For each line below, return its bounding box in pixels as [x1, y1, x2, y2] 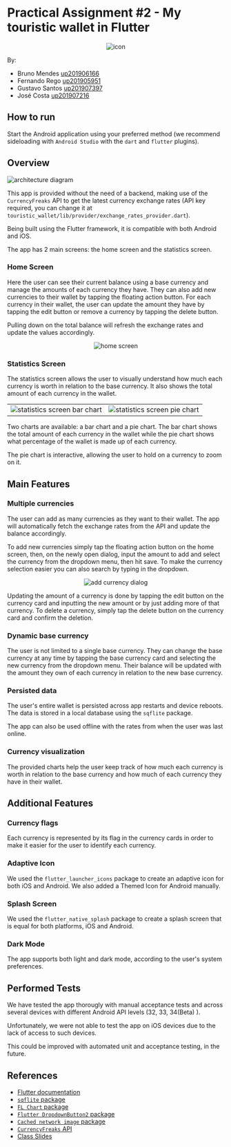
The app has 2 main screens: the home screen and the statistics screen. [7, 245, 212, 253]
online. [7, 730, 26, 738]
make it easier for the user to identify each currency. [7, 841, 157, 850]
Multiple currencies [7, 499, 74, 508]
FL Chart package [17, 1102, 69, 1111]
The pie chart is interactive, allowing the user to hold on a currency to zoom [7, 451, 222, 459]
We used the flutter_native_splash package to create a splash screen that [7, 915, 222, 923]
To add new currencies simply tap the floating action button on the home [7, 542, 214, 551]
